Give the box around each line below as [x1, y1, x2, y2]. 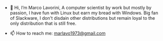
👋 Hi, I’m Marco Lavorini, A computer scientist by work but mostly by [10, 5, 152, 10]
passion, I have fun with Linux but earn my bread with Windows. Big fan [10, 10, 158, 16]
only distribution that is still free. [10, 20, 77, 26]
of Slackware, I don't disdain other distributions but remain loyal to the [10, 15, 155, 21]
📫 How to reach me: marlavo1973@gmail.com [10, 30, 106, 36]
